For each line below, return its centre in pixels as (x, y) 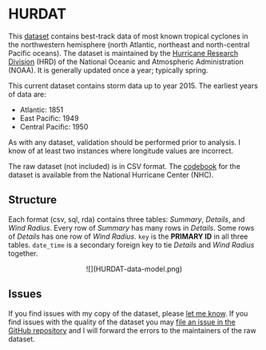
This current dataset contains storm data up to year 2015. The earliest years (133, 86)
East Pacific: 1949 (49, 118)
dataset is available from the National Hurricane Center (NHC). (111, 175)
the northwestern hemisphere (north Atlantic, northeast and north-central (129, 44)
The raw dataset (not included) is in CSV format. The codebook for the (125, 166)
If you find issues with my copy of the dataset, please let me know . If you (128, 313)
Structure (33, 200)
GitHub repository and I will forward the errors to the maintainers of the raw (133, 330)
